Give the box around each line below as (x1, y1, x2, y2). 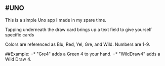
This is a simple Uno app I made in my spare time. (5, 17, 107, 23)
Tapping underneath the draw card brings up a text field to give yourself (5, 27, 152, 33)
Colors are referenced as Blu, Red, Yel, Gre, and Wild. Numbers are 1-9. (5, 41, 151, 47)
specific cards (5, 32, 35, 37)
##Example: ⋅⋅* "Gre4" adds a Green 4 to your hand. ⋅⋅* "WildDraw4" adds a (5, 51, 161, 57)
